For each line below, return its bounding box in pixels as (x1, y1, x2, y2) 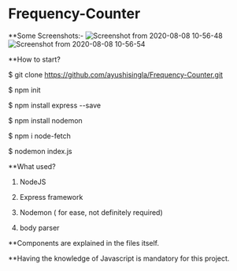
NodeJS (19, 177, 46, 186)
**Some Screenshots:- (8, 31, 84, 40)
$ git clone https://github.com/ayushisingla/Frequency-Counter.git (8, 70, 223, 79)
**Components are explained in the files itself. (8, 238, 160, 247)
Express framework (19, 192, 83, 201)
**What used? (8, 161, 57, 171)
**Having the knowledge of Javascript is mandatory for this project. (8, 254, 230, 263)
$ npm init (8, 85, 41, 95)
